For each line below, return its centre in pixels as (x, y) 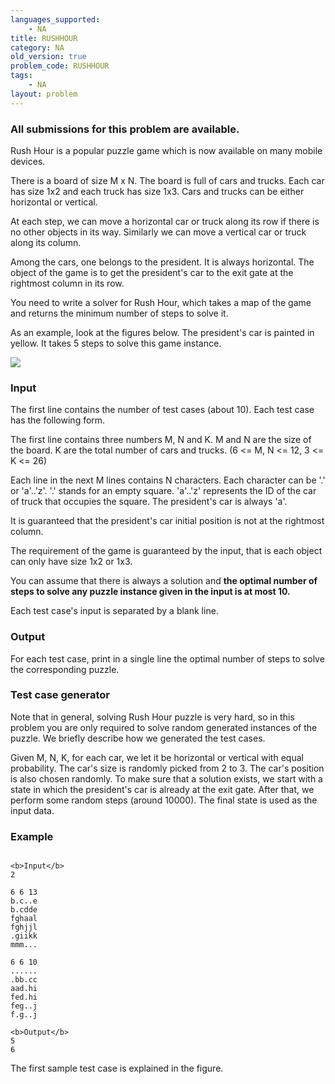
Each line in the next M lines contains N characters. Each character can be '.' (168, 480)
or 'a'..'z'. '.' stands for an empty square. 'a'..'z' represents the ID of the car (163, 491)
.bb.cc (24, 980)
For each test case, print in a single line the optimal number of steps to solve (167, 658)
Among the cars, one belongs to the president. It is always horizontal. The (162, 262)
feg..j (24, 1006)
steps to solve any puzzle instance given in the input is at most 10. (150, 592)
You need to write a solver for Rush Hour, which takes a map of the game (161, 302)
